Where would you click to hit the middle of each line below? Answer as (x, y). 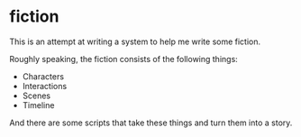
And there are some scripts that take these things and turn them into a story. (151, 123)
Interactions (45, 86)
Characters (43, 76)
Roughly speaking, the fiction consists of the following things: (124, 59)
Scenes (36, 96)
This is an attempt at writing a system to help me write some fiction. (135, 41)
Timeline (38, 105)
